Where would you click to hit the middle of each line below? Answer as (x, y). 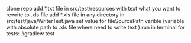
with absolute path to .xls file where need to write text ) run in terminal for (96, 27)
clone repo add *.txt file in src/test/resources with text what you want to (93, 9)
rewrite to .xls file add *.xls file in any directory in (65, 15)
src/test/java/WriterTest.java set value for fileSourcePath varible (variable (95, 21)
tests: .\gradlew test (30, 34)
